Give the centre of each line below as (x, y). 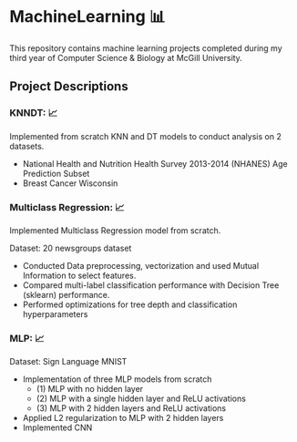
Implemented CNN (57, 427)
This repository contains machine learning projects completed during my (146, 48)
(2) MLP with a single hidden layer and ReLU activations (141, 399)
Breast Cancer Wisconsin (70, 183)
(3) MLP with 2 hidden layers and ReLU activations (131, 408)
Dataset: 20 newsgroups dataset (71, 248)
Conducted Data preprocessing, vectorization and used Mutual (141, 265)
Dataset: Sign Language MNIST (68, 362)
